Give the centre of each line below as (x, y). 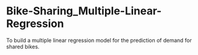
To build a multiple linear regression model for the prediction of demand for (99, 40)
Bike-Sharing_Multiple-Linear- (84, 11)
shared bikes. (23, 47)
